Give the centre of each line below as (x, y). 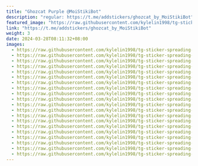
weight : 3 (18, 34)
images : (16, 45)
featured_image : (26, 22)
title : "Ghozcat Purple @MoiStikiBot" (54, 11)
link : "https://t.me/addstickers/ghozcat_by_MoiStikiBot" (79, 28)
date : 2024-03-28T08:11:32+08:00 (47, 39)
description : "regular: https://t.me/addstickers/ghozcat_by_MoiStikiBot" (100, 17)
